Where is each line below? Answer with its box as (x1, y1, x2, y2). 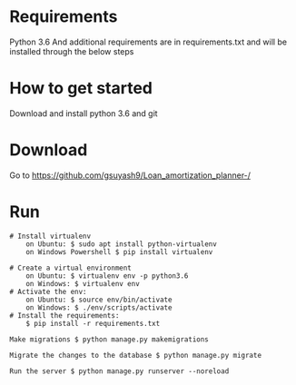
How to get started (9, 78, 153, 99)
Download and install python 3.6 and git (9, 107, 158, 119)
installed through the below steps (9, 45, 134, 56)
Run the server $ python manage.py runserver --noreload (9, 366, 230, 376)
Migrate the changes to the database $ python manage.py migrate (9, 350, 261, 360)
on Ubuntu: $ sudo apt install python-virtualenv (25, 239, 218, 249)
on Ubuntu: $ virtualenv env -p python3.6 (25, 271, 189, 281)
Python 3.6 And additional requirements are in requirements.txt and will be (9, 36, 288, 47)
